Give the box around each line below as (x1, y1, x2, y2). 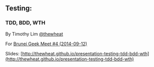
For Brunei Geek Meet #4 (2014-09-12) (5, 41, 88, 47)
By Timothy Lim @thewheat (5, 30, 63, 37)
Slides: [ (5, 50, 22, 56)
